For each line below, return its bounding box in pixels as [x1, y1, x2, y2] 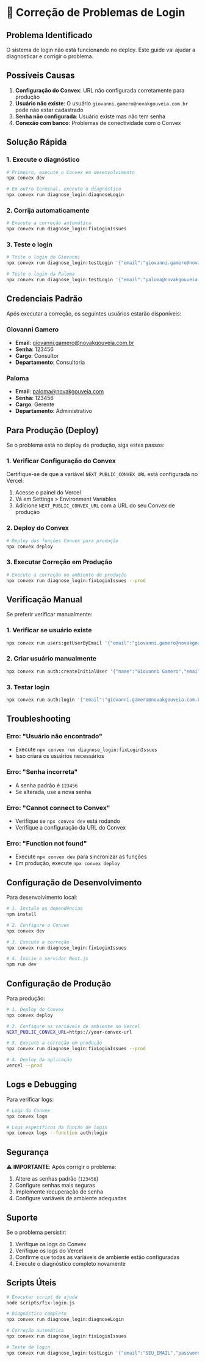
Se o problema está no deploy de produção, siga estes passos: [6, 441, 165, 449]
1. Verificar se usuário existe [6, 626, 92, 635]
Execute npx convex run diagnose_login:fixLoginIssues [15, 746, 157, 753]
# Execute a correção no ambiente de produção [6, 572, 127, 578]
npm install [6, 911, 37, 918]
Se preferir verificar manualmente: [6, 611, 93, 618]
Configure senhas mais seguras [15, 1182, 96, 1189]
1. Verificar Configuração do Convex [6, 456, 116, 465]
